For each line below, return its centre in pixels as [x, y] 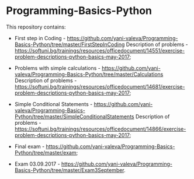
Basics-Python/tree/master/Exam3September [69, 170]
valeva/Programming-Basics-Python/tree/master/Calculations [89, 74]
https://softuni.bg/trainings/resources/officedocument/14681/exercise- [100, 86]
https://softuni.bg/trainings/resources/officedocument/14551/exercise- [100, 50]
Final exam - [30, 146]
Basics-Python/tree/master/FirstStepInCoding [70, 44]
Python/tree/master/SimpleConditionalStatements [74, 116]
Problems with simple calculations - [57, 68]
